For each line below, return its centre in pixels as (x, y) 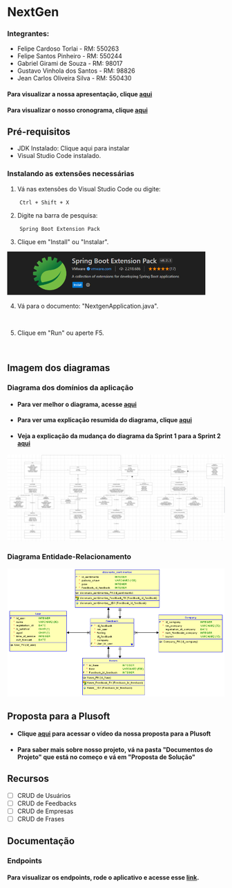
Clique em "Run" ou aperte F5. (61, 333)
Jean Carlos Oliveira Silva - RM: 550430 (74, 78)
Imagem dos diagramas (59, 368)
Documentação (41, 841)
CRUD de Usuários (44, 795)
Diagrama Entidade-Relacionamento (69, 557)
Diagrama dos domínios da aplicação (70, 388)
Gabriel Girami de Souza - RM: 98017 (70, 64)
